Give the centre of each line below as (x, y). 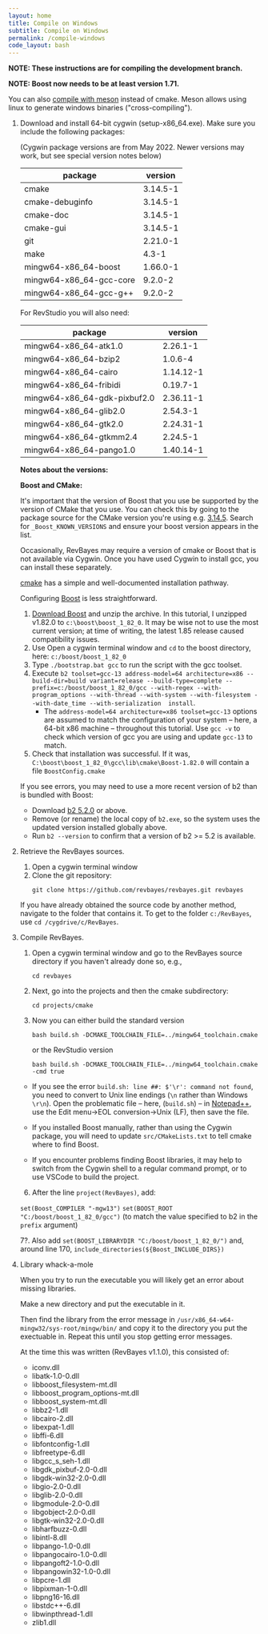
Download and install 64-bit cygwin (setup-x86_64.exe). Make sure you (138, 123)
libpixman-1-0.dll (60, 1588)
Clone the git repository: (72, 875)
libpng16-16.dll (56, 1597)
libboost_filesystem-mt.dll (74, 1384)
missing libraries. (48, 1288)
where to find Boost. (65, 1144)
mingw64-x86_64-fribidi (72, 385)
